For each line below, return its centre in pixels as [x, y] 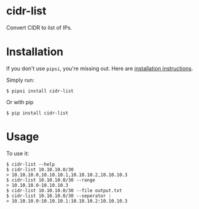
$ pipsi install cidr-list [40, 91]
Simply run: [20, 80]
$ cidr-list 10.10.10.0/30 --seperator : [59, 196]
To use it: [18, 153]
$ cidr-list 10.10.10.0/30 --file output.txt [64, 190]
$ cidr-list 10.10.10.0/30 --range [51, 180]
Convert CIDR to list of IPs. [39, 28]
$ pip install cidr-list [37, 113]
